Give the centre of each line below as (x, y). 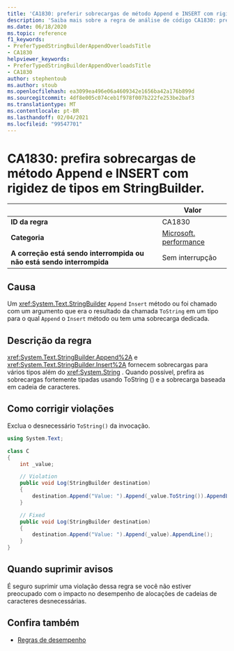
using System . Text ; (36, 438)
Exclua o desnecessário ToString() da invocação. (79, 426)
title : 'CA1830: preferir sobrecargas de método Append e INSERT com (110, 14)
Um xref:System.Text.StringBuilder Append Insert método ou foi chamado (112, 304)
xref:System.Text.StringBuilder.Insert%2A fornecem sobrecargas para (108, 365)
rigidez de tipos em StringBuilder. (106, 188)
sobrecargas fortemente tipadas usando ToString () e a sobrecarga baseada (116, 380)
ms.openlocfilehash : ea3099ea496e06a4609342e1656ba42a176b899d (101, 91)
